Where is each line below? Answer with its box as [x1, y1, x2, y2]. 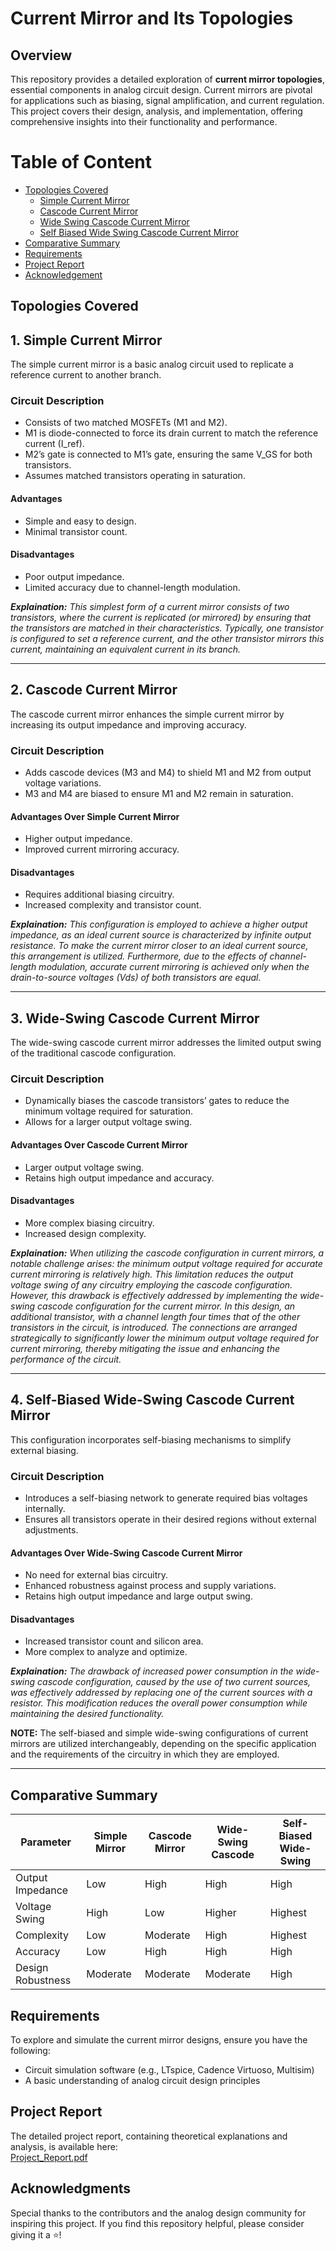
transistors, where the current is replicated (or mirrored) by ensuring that [10, 611, 312, 623]
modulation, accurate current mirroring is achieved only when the [38, 961, 310, 973]
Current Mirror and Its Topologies [10, 7, 294, 30]
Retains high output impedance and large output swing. [24, 1590, 253, 1602]
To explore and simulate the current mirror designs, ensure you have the [10, 2034, 308, 2046]
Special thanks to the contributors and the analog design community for [10, 2207, 307, 2219]
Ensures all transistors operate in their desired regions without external [24, 1513, 317, 1525]
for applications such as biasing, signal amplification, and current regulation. [10, 95, 325, 106]
